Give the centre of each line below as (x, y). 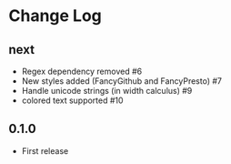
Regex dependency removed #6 (82, 71)
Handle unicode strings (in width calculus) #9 (107, 91)
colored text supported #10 (72, 100)
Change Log (55, 16)
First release (45, 150)
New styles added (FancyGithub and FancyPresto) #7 (122, 81)
